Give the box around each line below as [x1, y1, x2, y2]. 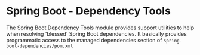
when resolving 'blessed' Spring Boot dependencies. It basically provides [6, 30, 187, 37]
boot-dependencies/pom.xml [6, 43, 73, 49]
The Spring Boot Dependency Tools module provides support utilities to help [6, 24, 195, 31]
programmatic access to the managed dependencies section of [6, 36, 162, 44]
